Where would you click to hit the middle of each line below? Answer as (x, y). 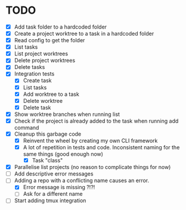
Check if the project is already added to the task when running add (96, 121)
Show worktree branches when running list (67, 114)
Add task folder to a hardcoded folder (61, 27)
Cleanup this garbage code (48, 134)
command (27, 127)
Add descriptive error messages (54, 174)
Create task (37, 80)
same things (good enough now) (63, 154)
